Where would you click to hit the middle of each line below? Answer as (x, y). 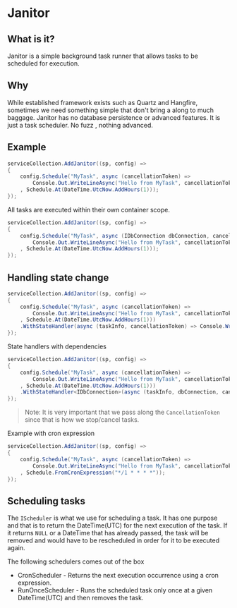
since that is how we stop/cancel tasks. (82, 420)
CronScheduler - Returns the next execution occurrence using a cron (118, 576)
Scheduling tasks (47, 501)
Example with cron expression (51, 433)
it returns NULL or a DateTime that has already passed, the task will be (108, 533)
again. (17, 548)
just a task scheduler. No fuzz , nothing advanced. (80, 125)
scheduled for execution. (43, 63)
